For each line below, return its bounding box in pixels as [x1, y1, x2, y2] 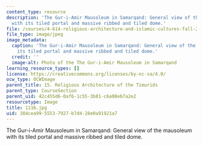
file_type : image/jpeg [6, 32, 63, 38]
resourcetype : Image [6, 99, 59, 105]
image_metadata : [6, 37, 47, 43]
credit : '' [11, 54, 39, 60]
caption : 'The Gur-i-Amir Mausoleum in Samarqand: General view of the [11, 43, 196, 49]
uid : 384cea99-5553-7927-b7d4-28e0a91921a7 [6, 110, 118, 116]
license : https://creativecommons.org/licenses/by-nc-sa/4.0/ [6, 71, 166, 77]
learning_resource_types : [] [6, 65, 80, 71]
